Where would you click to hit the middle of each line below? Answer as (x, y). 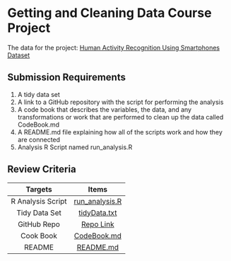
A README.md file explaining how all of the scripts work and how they (120, 132)
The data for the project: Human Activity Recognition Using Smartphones (114, 47)
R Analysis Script (39, 201)
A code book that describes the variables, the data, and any (105, 109)
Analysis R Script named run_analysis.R (75, 147)
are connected (39, 139)
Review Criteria (42, 169)
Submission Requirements (66, 77)
